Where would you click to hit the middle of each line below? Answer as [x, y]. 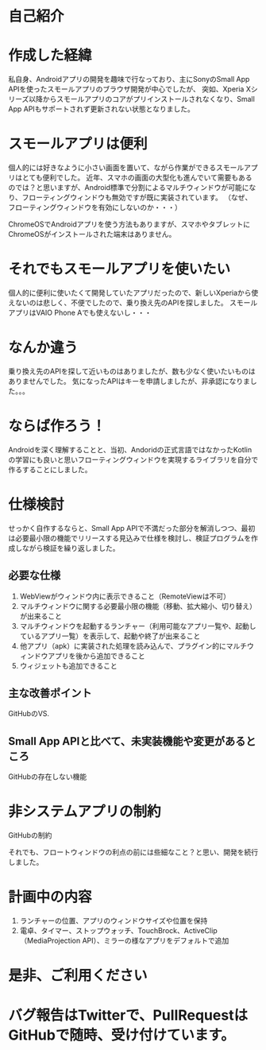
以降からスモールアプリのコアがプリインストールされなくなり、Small [142, 99]
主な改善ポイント [50, 694]
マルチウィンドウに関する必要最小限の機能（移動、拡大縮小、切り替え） [138, 606]
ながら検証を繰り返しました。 [71, 548]
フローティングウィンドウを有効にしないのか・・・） [95, 207]
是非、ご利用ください [78, 976]
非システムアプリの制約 [85, 812]
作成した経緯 [50, 56]
